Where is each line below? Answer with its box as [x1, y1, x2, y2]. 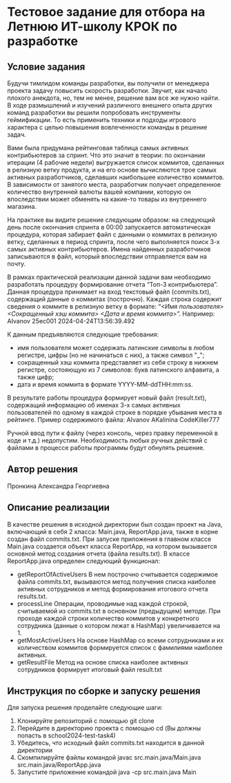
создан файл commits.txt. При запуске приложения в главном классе [7, 535, 212, 543]
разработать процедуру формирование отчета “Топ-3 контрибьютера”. [7, 281, 219, 288]
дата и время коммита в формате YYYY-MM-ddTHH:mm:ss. [17, 380, 193, 388]
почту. [7, 260, 26, 267]
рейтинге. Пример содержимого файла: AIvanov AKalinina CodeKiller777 [7, 416, 220, 424]
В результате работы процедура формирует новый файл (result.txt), [7, 394, 207, 402]
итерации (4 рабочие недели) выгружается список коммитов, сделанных [7, 159, 225, 166]
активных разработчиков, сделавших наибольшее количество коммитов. [7, 173, 225, 181]
